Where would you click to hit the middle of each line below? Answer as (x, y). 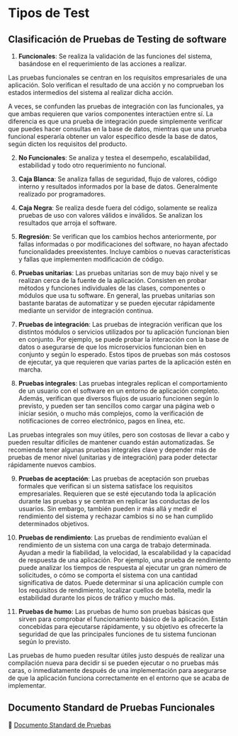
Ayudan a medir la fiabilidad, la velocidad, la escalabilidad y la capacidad (124, 552)
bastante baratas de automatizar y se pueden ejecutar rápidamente (117, 303)
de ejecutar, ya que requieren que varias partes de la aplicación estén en (125, 362)
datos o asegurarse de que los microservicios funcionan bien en (112, 347)
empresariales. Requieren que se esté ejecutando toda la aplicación (117, 494)
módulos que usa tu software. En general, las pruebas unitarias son (117, 295)
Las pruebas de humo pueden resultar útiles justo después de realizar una (117, 655)
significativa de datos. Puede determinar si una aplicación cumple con (121, 582)
